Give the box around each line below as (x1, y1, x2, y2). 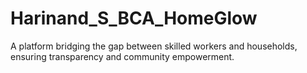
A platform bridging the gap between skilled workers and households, (10, 40, 298, 52)
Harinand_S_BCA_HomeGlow (10, 7, 258, 30)
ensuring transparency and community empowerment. (10, 50, 235, 62)
